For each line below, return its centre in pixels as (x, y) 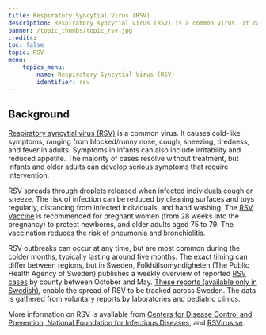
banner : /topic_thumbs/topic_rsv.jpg (70, 30)
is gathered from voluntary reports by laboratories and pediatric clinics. (124, 299)
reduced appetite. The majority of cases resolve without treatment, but (123, 159)
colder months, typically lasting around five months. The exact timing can (128, 257)
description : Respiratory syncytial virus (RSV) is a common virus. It (129, 23)
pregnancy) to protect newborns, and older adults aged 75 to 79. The (121, 225)
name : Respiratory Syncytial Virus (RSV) (106, 75)
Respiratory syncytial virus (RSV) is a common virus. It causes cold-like (124, 133)
